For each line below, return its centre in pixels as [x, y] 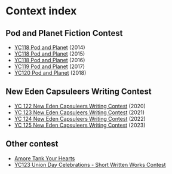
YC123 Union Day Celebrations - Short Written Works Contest [90, 164]
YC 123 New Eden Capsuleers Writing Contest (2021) [79, 112]
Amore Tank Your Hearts [44, 158]
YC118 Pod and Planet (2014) [50, 47]
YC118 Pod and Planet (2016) [50, 60]
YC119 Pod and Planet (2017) [49, 66]
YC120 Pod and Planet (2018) [50, 73]
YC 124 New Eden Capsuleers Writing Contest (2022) [80, 118]
